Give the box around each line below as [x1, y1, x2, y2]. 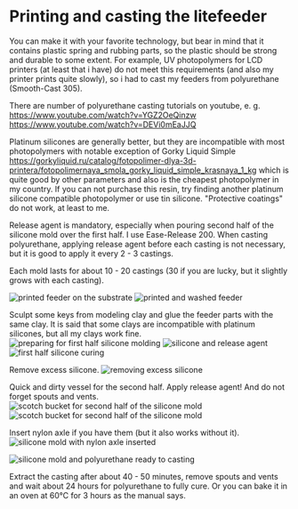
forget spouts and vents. [9, 391, 100, 401]
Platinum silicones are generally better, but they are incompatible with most [9, 136, 285, 147]
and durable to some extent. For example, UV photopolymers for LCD [9, 54, 263, 65]
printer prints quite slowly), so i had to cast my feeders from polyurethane [9, 73, 279, 84]
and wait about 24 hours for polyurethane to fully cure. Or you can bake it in [9, 481, 287, 491]
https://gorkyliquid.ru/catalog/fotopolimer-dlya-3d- [9, 155, 197, 166]
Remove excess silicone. [9, 364, 100, 375]
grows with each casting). [9, 274, 104, 286]
